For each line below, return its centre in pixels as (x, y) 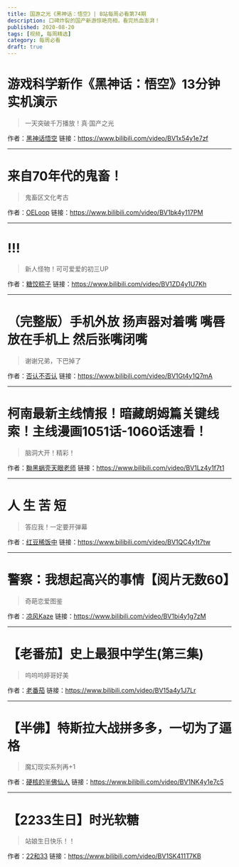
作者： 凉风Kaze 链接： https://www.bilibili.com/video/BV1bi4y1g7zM (107, 616)
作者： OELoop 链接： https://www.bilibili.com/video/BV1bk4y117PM (105, 212)
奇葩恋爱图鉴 (43, 601)
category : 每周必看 (34, 41)
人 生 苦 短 (37, 506)
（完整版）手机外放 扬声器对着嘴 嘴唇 (116, 322)
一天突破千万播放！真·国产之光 (69, 123)
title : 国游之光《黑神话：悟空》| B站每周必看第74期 (77, 14)
